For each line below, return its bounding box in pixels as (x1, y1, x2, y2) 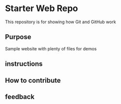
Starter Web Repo (5, 3, 78, 14)
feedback (5, 92, 35, 101)
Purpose (5, 33, 32, 41)
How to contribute (5, 76, 61, 85)
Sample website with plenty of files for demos (5, 45, 97, 51)
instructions (5, 60, 43, 68)
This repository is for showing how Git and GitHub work (5, 19, 116, 25)
